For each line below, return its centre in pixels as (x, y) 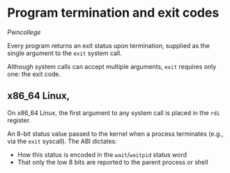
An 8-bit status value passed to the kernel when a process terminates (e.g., (115, 133)
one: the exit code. (34, 74)
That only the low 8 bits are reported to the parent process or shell (113, 162)
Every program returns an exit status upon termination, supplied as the (109, 45)
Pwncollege (24, 32)
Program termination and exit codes (113, 13)
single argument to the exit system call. (64, 53)
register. (19, 120)
